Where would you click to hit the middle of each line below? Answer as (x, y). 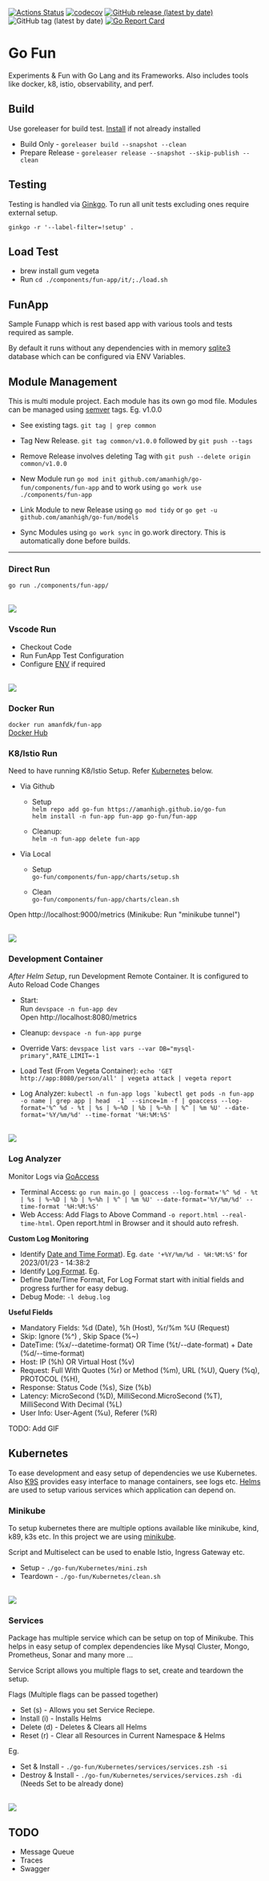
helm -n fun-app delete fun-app (86, 839)
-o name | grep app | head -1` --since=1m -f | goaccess (118, 1101)
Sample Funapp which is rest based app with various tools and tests (120, 324)
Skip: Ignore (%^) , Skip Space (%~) (79, 1336)
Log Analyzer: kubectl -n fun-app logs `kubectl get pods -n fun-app (137, 1093)
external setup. (33, 212)
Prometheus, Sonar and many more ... (71, 1655)
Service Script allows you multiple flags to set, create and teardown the (126, 1670)
